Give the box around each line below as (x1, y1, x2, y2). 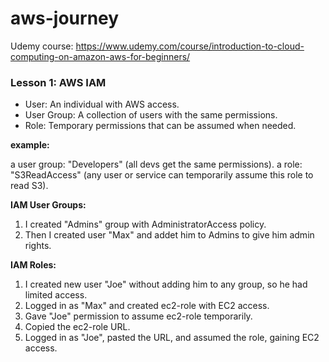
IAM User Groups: (10, 199, 87, 211)
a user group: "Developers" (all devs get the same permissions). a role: (10, 158, 303, 171)
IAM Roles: (10, 259, 57, 271)
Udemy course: (10, 40, 74, 52)
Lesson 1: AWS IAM (10, 75, 107, 89)
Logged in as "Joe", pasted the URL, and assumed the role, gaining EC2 (24, 332, 320, 344)
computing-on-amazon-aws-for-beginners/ (10, 50, 191, 62)
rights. (24, 240, 52, 252)
